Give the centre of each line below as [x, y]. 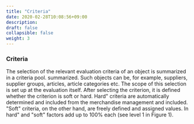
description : [22, 22]
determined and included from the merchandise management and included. [97, 102]
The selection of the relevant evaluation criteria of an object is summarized [96, 72]
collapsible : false [30, 33]
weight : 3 [18, 38]
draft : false [22, 28]
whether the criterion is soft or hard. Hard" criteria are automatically [88, 96]
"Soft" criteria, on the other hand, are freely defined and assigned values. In [97, 109]
